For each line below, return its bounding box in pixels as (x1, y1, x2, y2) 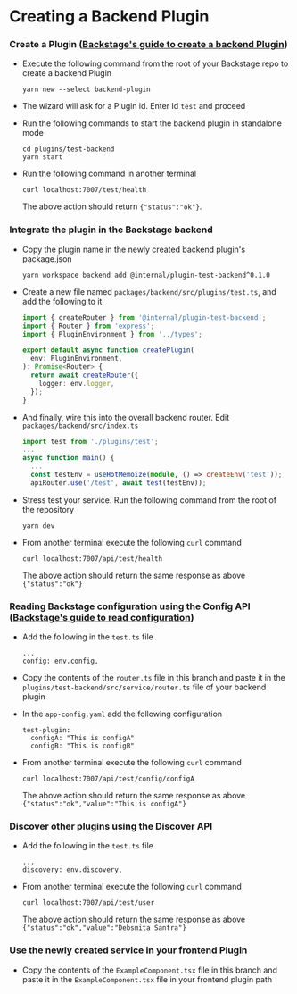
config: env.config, (21, 656, 99, 666)
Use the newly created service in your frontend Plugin (9, 944, 248, 956)
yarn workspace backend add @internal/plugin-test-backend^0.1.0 (21, 271, 270, 280)
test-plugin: (21, 726, 71, 735)
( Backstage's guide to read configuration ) (9, 611, 194, 623)
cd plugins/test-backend (21, 145, 115, 154)
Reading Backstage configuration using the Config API (9, 600, 252, 613)
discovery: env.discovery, (21, 865, 123, 874)
